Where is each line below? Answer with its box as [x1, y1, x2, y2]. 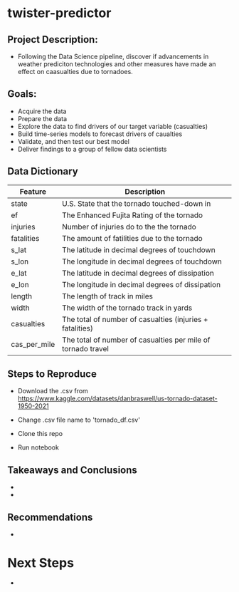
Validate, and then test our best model [17, 137, 130, 145]
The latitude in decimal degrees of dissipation [61, 268, 215, 278]
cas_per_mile [11, 339, 55, 349]
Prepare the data [17, 114, 68, 123]
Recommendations [7, 511, 93, 523]
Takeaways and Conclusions [7, 464, 137, 476]
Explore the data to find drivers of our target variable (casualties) [17, 122, 208, 130]
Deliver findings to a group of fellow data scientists [17, 145, 167, 153]
